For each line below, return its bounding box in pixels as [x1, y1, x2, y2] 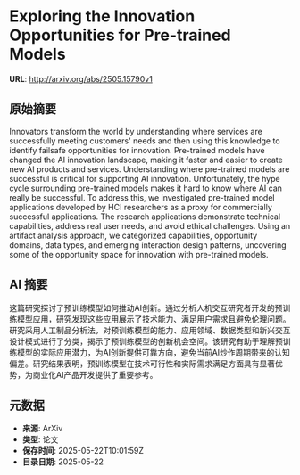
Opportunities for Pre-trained [9, 25, 231, 45]
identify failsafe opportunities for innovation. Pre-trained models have [9, 144, 265, 155]
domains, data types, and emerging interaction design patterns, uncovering [9, 239, 287, 250]
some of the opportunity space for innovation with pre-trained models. [9, 249, 270, 259]
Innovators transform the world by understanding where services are [9, 126, 263, 136]
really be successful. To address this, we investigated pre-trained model [9, 192, 275, 202]
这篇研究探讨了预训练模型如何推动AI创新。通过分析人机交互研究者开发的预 [9, 302, 283, 313]
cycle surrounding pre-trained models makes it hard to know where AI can [9, 183, 283, 193]
